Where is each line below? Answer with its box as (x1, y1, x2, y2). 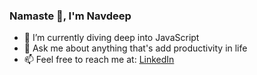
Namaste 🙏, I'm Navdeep (9, 9, 132, 23)
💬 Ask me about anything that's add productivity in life (23, 42, 248, 54)
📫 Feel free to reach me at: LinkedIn (23, 54, 175, 66)
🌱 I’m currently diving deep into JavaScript (23, 32, 200, 44)
